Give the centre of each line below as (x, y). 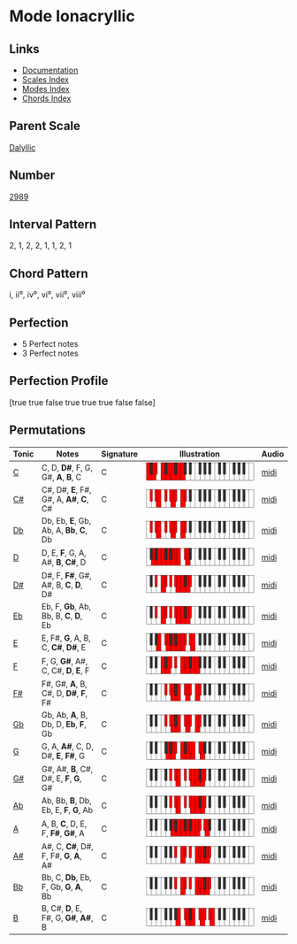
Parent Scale (45, 126)
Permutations (47, 430)
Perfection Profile (59, 381)
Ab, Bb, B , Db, (66, 801)
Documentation (50, 70)
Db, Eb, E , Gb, (66, 521)
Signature (120, 454)
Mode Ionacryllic (72, 16)
